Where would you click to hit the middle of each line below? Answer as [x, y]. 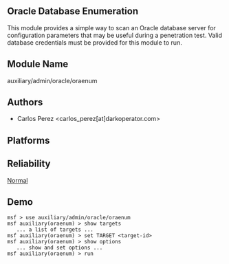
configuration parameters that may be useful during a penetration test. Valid [115, 35]
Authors [25, 102]
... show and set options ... [59, 248]
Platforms [29, 140]
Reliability [29, 164]
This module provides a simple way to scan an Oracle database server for [112, 27]
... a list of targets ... [55, 230]
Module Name [38, 64]
